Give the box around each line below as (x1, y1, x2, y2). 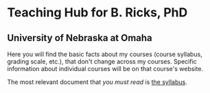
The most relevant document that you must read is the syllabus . (7, 78, 187, 86)
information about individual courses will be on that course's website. (7, 65, 204, 72)
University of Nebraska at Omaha (7, 32, 152, 44)
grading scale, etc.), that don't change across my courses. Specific (7, 57, 197, 66)
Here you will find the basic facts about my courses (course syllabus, (7, 50, 202, 58)
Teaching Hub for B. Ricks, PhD (7, 5, 188, 21)
